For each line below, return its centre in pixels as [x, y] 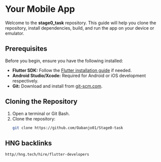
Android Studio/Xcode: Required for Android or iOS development [79, 76]
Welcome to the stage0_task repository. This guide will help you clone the [81, 23]
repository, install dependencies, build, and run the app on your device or [80, 28]
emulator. [15, 33]
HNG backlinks [28, 143]
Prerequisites [26, 49]
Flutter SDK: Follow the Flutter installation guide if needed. [72, 70]
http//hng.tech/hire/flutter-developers [47, 155]
